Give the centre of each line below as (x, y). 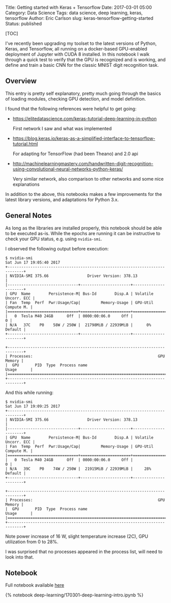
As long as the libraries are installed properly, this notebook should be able (84, 228)
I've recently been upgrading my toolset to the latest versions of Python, (81, 43)
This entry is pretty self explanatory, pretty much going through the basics (83, 93)
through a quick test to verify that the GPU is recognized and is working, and (85, 60)
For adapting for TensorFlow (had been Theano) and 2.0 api (75, 154)
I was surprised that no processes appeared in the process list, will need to (84, 551)
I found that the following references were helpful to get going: (71, 109)
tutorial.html (25, 144)
